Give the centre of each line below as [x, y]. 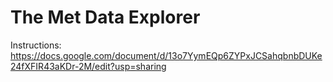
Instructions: [36, 45]
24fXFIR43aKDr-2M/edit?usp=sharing [88, 66]
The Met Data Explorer [105, 17]
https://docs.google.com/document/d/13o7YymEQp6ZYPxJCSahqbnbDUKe [166, 55]
